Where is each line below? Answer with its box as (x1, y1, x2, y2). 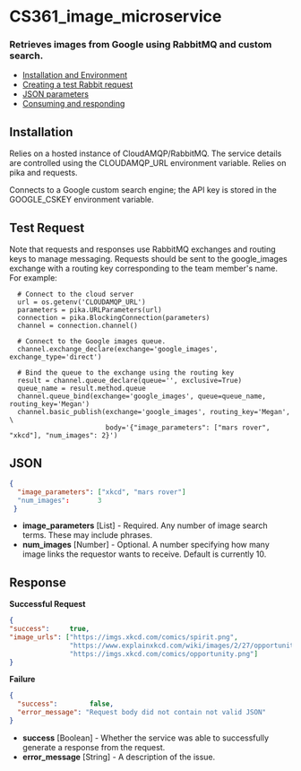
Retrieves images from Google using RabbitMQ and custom (9, 39, 272, 51)
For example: (9, 273, 58, 283)
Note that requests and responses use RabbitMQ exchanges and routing (9, 244, 276, 255)
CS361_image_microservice (9, 6, 222, 27)
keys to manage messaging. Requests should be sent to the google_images (9, 254, 288, 264)
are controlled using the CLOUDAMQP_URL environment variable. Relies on (9, 158, 287, 169)
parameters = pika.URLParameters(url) (17, 306, 163, 315)
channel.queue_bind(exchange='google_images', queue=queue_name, (17, 392, 267, 401)
